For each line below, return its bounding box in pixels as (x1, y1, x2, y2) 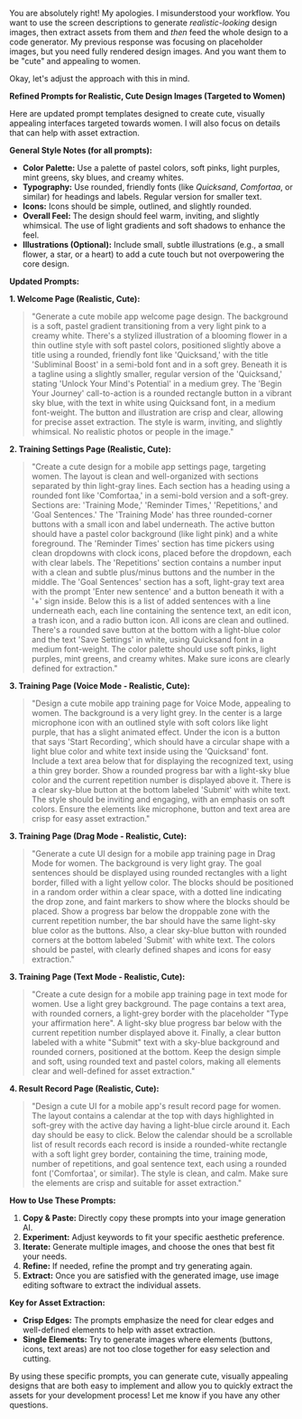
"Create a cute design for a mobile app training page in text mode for (31, 989, 288, 1000)
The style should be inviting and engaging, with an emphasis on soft (31, 794, 286, 804)
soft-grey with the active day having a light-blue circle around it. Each (31, 1120, 290, 1131)
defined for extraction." (31, 663, 118, 673)
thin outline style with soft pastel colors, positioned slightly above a (31, 340, 281, 351)
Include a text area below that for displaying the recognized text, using (31, 756, 294, 766)
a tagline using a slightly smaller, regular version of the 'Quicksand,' (31, 369, 283, 379)
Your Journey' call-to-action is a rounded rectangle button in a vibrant (31, 388, 292, 399)
